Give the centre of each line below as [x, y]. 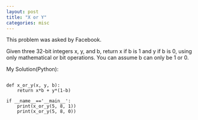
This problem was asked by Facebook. [54, 40]
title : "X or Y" [26, 17]
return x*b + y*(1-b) [44, 91]
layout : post [22, 12]
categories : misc [28, 23]
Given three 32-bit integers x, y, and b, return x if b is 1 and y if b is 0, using [99, 51]
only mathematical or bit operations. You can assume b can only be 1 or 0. [97, 58]
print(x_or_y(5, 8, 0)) [47, 112]
